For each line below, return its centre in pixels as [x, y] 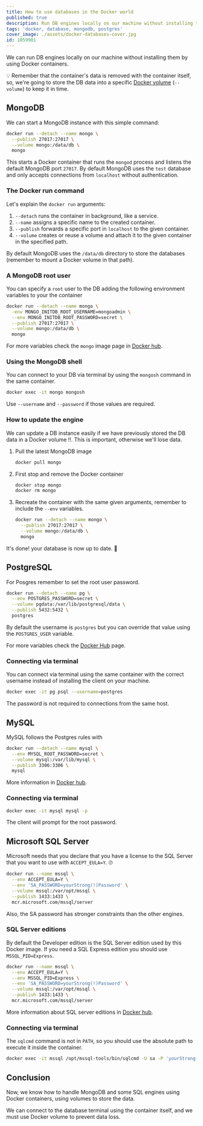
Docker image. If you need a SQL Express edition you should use [87, 949]
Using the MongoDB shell [44, 362]
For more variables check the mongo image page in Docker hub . [85, 346]
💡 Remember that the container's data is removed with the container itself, [99, 76]
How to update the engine [45, 420]
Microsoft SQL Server [48, 841]
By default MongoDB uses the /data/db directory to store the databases [96, 253]
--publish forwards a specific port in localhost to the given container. [102, 229]
